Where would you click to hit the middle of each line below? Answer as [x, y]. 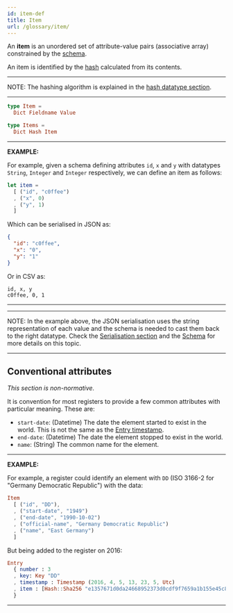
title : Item [24, 20]
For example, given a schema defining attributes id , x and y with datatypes [114, 165]
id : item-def [26, 14]
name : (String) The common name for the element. [88, 445]
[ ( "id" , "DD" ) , [37, 505]
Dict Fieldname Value [45, 113]
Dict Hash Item [35, 132]
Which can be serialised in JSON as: [59, 224]
